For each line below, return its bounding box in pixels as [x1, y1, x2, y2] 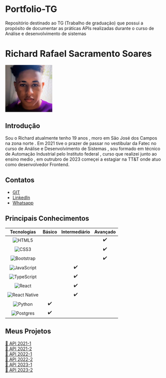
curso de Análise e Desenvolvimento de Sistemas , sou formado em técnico [5, 146, 161, 152]
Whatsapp [12, 199, 34, 205]
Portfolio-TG [5, 3, 57, 15]
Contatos [5, 176, 35, 185]
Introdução [5, 122, 40, 130]
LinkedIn [12, 194, 30, 200]
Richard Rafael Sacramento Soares [5, 48, 152, 59]
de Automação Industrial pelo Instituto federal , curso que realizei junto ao [5, 151, 157, 157]
